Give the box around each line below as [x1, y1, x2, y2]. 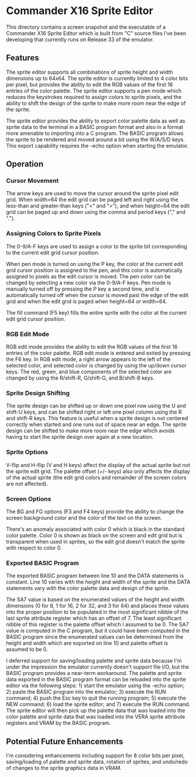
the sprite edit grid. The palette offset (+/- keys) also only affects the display [6, 468, 190, 475]
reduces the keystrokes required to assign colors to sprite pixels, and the [6, 93, 182, 100]
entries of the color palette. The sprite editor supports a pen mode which [6, 87, 182, 94]
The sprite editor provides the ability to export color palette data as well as [6, 117, 185, 124]
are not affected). [6, 480, 48, 487]
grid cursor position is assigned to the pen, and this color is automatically [6, 267, 183, 274]
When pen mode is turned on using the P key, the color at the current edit [6, 260, 183, 267]
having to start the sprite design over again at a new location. [6, 434, 154, 441]
